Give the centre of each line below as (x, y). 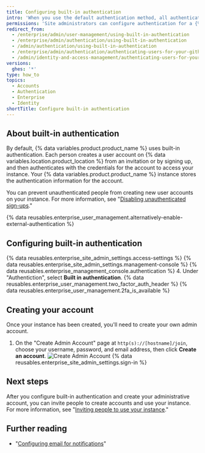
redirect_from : (26, 29)
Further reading (37, 429)
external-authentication (36, 224)
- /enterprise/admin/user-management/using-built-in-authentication (101, 35)
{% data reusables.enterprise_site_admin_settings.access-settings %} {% (99, 258)
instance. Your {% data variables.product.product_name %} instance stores (101, 174)
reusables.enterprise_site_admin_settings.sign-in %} (81, 362)
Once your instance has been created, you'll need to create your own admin (102, 324)
